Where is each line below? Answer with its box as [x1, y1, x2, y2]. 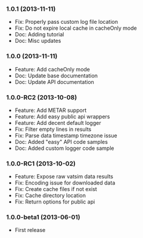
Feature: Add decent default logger [14, 119, 101, 126]
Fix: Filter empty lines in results [14, 126, 92, 133]
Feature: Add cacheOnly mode [14, 65, 91, 73]
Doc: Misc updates [14, 37, 61, 45]
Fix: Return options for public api [14, 198, 95, 205]
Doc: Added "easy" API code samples [14, 138, 108, 145]
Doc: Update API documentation [14, 78, 94, 85]
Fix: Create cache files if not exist [14, 186, 97, 193]
